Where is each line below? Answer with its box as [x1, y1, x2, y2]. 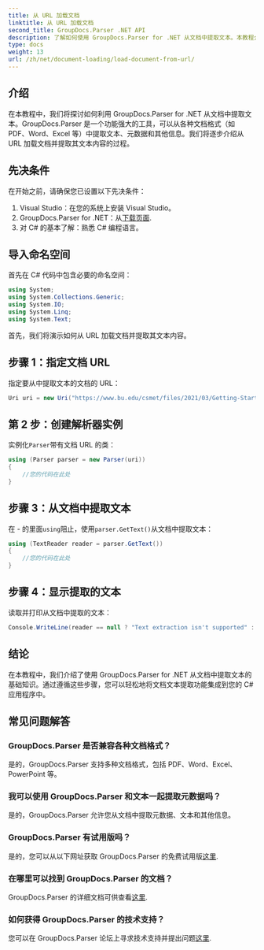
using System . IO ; [8, 301, 65, 309]
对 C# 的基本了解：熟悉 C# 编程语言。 [19, 222, 143, 232]
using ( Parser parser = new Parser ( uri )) [8, 456, 146, 464]
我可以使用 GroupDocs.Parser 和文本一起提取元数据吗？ [8, 791, 222, 802]
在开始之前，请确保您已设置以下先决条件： [8, 186, 146, 195]
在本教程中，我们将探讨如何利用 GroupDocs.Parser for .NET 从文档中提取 [8, 109, 245, 118]
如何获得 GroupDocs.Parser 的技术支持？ [8, 915, 165, 925]
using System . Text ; [8, 315, 72, 323]
